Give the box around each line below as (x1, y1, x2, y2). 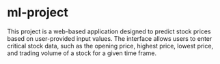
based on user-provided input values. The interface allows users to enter (7, 34, 212, 42)
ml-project (7, 5, 68, 20)
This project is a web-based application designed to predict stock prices (7, 27, 211, 35)
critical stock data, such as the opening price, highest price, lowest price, (7, 42, 214, 50)
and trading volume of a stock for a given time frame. (7, 49, 157, 57)
